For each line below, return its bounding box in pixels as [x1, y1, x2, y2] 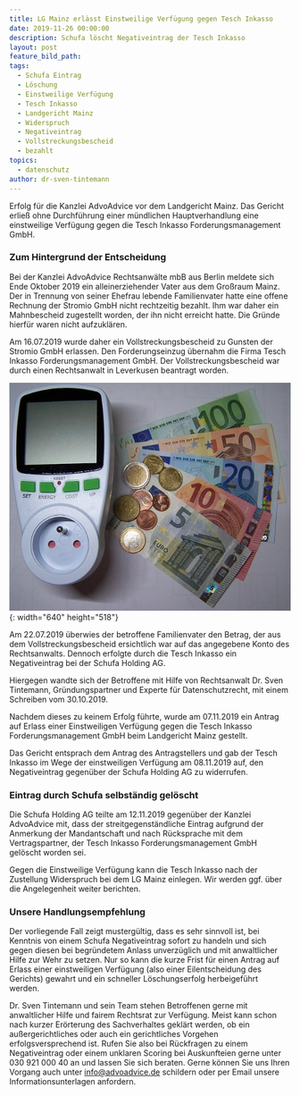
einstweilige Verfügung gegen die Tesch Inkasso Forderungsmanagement [9, 219, 281, 230]
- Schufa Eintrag [17, 72, 82, 80]
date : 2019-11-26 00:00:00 [9, 23, 110, 33]
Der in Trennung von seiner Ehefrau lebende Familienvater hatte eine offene [9, 291, 288, 301]
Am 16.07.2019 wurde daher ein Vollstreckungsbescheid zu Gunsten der [9, 336, 274, 347]
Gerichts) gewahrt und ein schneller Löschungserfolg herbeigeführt [9, 974, 259, 984]
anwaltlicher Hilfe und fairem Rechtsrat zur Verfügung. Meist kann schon [9, 1010, 277, 1021]
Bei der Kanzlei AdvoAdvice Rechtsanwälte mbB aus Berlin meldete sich [9, 271, 275, 282]
